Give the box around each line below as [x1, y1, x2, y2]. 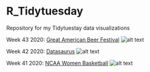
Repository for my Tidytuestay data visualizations [6, 24, 130, 31]
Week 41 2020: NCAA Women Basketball [6, 59, 109, 67]
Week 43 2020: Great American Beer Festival [6, 36, 120, 43]
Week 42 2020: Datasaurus [6, 47, 75, 55]
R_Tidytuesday [6, 4, 84, 18]
